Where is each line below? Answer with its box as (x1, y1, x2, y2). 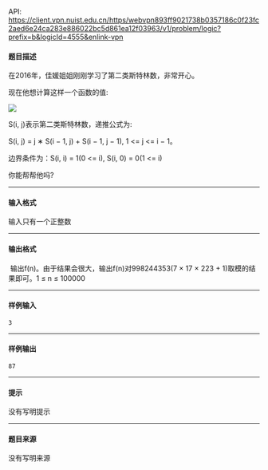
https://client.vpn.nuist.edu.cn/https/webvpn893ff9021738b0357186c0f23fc (8, 15, 260, 25)
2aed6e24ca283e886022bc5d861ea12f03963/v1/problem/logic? (8, 24, 222, 33)
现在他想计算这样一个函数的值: (8, 88, 109, 97)
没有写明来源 (8, 453, 50, 463)
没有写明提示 (8, 407, 50, 417)
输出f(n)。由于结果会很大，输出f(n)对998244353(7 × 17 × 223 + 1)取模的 (10, 263, 249, 273)
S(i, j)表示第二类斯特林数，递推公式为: (8, 120, 132, 129)
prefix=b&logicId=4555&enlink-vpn (8, 32, 124, 41)
